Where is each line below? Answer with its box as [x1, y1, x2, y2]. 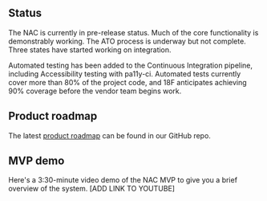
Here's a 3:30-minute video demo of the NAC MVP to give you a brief [8, 175, 238, 185]
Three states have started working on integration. [8, 44, 172, 55]
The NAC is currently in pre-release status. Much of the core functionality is [8, 27, 259, 37]
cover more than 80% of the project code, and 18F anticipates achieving [8, 77, 247, 87]
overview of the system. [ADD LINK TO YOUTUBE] [8, 184, 175, 194]
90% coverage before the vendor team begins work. [8, 86, 182, 96]
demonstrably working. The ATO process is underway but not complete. [8, 36, 246, 46]
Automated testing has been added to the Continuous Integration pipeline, [8, 60, 253, 70]
